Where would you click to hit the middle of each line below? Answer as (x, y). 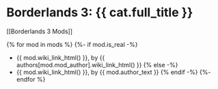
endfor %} (31, 79)
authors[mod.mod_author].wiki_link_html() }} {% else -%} (97, 65)
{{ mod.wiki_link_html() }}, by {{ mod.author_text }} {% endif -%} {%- (113, 72)
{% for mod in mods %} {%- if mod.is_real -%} (72, 44)
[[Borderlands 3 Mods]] (40, 31)
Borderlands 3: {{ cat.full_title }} (100, 13)
